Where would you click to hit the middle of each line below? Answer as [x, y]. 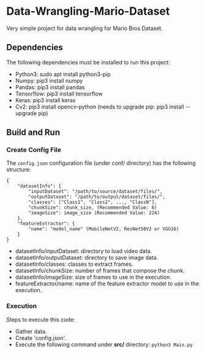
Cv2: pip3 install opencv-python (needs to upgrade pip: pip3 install [100, 107]
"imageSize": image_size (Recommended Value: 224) [94, 213]
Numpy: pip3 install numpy [49, 80]
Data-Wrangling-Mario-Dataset [88, 11]
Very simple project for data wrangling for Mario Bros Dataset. [85, 28]
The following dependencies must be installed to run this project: [88, 62]
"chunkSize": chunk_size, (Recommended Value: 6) [93, 208]
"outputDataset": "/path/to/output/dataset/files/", [97, 197]
